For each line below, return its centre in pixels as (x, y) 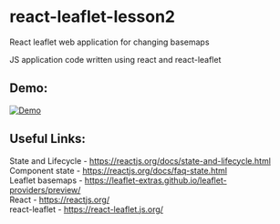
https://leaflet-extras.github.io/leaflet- (156, 180)
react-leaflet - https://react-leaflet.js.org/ (87, 209)
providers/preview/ (45, 189)
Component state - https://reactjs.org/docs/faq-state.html (119, 170)
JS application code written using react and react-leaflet (115, 59)
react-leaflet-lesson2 (93, 17)
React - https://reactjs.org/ (60, 199)
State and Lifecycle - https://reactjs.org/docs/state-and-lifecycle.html (140, 160)
